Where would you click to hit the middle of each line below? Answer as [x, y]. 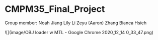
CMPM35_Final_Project [55, 9]
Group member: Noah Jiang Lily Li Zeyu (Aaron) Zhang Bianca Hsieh [76, 23]
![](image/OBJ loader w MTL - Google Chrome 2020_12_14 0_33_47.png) [79, 32]
